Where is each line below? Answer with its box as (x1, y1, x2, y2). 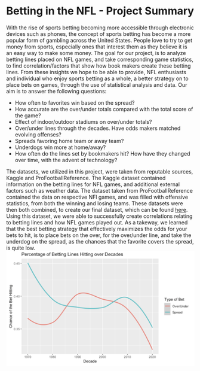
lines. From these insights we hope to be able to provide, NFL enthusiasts (6, 68, 187, 75)
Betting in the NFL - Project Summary (6, 4, 194, 18)
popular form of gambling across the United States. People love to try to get (6, 37, 193, 44)
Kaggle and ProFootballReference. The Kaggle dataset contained (6, 174, 166, 181)
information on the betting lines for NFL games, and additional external (6, 181, 180, 188)
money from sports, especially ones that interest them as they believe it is (6, 43, 187, 50)
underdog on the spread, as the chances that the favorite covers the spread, (6, 238, 194, 245)
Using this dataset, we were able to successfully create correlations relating (6, 212, 193, 220)
